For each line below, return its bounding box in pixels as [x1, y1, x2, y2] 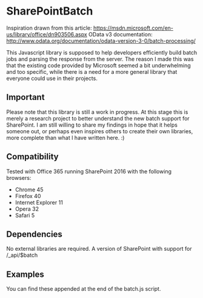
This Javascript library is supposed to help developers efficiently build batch [6, 48, 198, 56]
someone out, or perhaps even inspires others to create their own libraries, [6, 127, 193, 134]
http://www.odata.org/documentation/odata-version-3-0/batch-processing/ [6, 37, 196, 44]
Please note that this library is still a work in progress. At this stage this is [6, 108, 188, 116]
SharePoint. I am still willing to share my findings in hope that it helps [6, 121, 178, 128]
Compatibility [6, 151, 59, 162]
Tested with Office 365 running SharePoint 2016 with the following [6, 168, 171, 175]
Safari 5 [15, 211, 35, 219]
